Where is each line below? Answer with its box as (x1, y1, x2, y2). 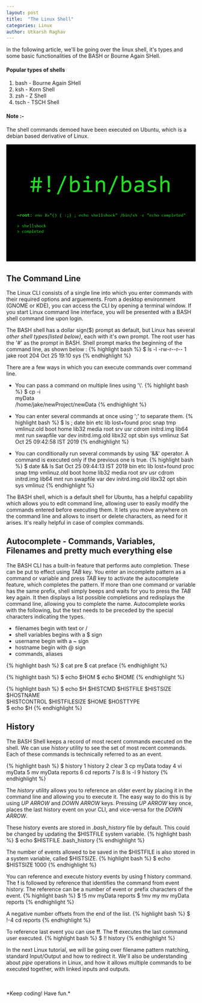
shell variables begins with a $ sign (14, 631, 102, 638)
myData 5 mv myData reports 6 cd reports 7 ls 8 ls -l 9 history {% (6, 768, 168, 776)
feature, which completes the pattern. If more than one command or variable (6, 581, 196, 588)
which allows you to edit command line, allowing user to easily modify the (6, 500, 189, 507)
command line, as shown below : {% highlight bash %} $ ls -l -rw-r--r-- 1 (6, 346, 187, 353)
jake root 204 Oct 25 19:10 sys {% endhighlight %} (6, 352, 131, 359)
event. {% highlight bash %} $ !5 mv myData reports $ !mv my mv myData (6, 892, 189, 899)
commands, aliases (14, 650, 63, 657)
